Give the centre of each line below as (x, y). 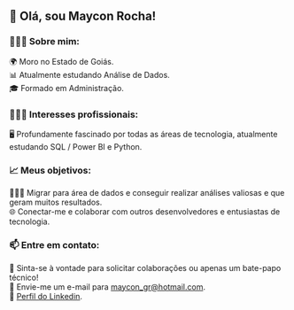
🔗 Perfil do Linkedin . (46, 296)
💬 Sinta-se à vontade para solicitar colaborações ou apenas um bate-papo (145, 267)
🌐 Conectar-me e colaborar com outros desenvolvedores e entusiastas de (145, 212)
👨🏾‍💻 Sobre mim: (44, 42)
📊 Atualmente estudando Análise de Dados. (89, 74)
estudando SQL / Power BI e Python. (76, 146)
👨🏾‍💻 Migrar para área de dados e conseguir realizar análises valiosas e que (147, 193)
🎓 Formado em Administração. (66, 88)
